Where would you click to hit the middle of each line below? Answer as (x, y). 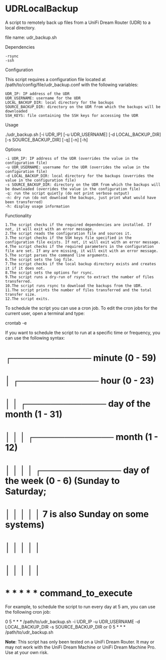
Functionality (18, 216)
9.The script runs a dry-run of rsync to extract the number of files (80, 277)
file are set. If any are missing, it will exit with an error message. (82, 251)
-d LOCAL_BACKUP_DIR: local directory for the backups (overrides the (80, 176)
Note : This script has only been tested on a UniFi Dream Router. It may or (80, 642)
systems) (25, 525)
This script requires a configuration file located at (55, 79)
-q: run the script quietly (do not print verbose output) (67, 193)
